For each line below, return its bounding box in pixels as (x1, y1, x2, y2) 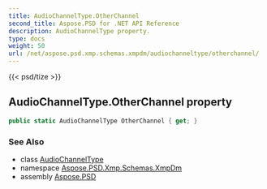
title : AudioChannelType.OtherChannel (8, 11, 140, 20)
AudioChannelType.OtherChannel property (8, 95, 233, 110)
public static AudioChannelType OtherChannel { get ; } (8, 117, 198, 125)
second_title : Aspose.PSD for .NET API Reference (8, 19, 180, 28)
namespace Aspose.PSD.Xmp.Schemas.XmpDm (19, 163, 183, 173)
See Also (8, 135, 45, 147)
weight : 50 (8, 42, 45, 50)
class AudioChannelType (19, 154, 104, 164)
